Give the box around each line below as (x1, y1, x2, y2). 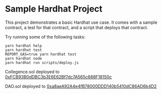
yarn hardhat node (5, 56, 42, 61)
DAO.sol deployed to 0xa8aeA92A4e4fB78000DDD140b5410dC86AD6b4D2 (5, 83, 157, 89)
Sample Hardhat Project (5, 3, 103, 15)
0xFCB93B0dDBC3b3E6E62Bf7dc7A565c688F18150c (5, 74, 112, 79)
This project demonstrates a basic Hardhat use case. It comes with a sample (5, 19, 158, 25)
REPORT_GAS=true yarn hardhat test (5, 52, 77, 57)
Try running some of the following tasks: (5, 34, 86, 40)
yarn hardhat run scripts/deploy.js (5, 60, 79, 65)
